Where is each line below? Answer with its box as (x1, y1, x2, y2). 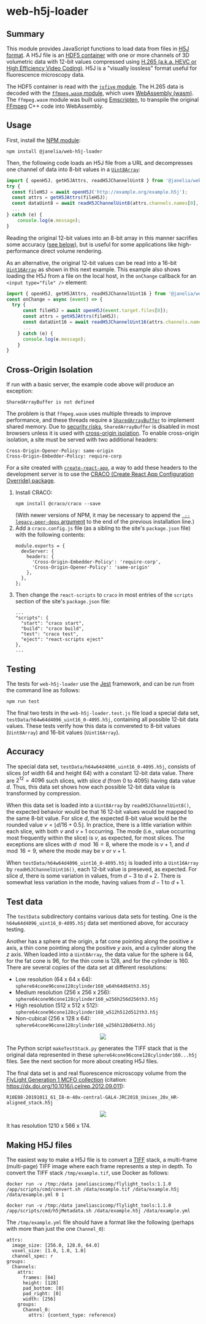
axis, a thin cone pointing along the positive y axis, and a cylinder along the (6, 944, 196, 952)
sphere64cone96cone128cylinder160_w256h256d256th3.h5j (15, 997, 159, 1003)
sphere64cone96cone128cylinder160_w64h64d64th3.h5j (15, 983, 150, 990)
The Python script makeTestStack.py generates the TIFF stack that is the (6, 1044, 188, 1052)
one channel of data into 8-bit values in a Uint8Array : (6, 166, 141, 173)
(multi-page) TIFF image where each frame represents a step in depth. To (6, 1163, 193, 1170)
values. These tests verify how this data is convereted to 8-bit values (6, 722, 181, 729)
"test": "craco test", (21, 631, 79, 637)
